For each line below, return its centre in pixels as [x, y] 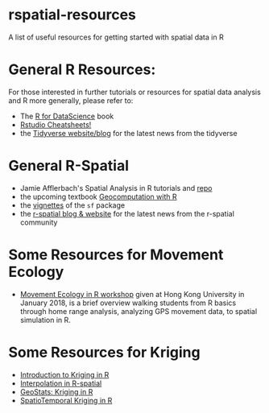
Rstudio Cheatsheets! [56, 124]
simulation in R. [45, 320]
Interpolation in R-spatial [61, 383]
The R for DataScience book [67, 116]
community [39, 222]
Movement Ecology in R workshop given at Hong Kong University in [132, 294]
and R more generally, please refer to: [71, 100]
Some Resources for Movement [116, 254]
